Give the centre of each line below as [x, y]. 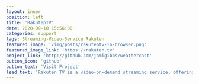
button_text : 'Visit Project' [44, 67]
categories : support [32, 34]
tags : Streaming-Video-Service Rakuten [55, 39]
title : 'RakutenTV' [30, 22]
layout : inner [24, 12]
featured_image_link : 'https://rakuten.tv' [61, 50]
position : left [25, 17]
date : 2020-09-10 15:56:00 [39, 28]
